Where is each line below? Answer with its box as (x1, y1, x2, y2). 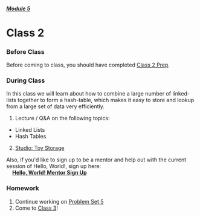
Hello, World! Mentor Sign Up (11, 169, 87, 177)
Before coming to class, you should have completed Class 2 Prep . (6, 61, 170, 69)
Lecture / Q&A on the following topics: (15, 115, 110, 122)
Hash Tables (15, 133, 47, 140)
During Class (6, 76, 45, 85)
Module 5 (6, 5, 31, 12)
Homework (6, 184, 39, 193)
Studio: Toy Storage (15, 144, 65, 152)
